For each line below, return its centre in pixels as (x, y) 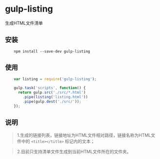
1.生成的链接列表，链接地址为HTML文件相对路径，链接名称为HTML (84, 135)
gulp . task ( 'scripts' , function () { (50, 88)
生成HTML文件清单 (24, 23)
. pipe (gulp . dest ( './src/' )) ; (52, 101)
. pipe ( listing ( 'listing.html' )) (55, 97)
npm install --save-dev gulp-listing (52, 51)
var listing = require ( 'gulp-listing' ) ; (55, 79)
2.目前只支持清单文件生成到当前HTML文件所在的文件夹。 (74, 151)
